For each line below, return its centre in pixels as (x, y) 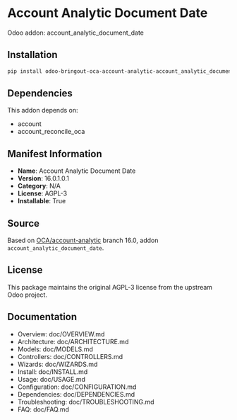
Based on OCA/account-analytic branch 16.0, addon (83, 240)
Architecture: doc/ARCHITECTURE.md (73, 341)
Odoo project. (28, 295)
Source (24, 223)
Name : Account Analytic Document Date (77, 171)
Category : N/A (39, 186)
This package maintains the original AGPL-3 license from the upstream (110, 287)
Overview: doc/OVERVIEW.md (61, 334)
